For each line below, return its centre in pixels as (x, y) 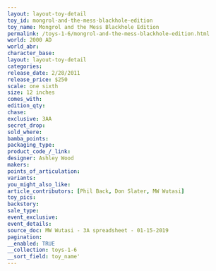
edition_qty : (26, 106)
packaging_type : (31, 145)
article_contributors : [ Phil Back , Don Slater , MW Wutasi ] (96, 191)
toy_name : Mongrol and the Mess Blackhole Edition (83, 27)
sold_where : (25, 132)
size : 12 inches (31, 92)
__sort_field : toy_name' (44, 257)
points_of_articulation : (44, 171)
